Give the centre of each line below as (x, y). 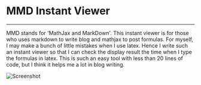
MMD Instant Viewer (58, 11)
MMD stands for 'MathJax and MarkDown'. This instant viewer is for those (98, 33)
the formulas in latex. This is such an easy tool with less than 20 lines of (95, 58)
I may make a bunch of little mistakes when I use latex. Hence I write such (97, 45)
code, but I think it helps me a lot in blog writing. (66, 64)
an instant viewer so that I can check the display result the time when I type (99, 52)
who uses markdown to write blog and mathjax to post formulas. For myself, (100, 39)
